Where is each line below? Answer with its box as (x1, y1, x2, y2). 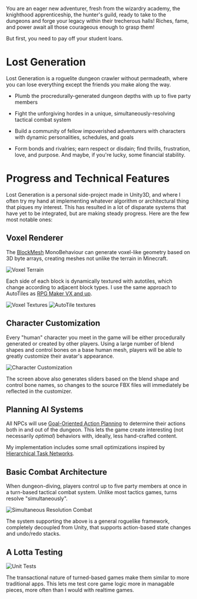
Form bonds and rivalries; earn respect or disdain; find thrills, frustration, (14, 145, 191, 152)
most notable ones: (6, 216, 53, 223)
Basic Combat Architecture (6, 467, 107, 477)
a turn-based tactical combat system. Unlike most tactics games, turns (6, 489, 178, 496)
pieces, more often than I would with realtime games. (6, 586, 134, 593)
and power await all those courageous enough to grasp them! (6, 23, 155, 30)
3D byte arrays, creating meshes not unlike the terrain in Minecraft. (6, 255, 168, 262)
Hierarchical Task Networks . (6, 450, 74, 457)
